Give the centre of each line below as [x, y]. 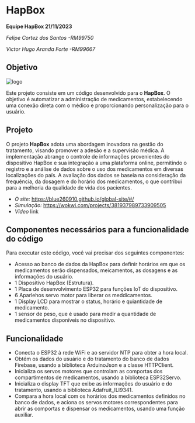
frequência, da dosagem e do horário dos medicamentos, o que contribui [94, 181]
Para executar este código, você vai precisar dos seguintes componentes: [95, 253]
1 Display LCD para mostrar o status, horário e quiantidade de [88, 301]
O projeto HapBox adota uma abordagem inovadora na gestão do [85, 144]
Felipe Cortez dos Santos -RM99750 [50, 37]
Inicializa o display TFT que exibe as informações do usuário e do [93, 384]
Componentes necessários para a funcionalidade [97, 230]
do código [25, 238]
